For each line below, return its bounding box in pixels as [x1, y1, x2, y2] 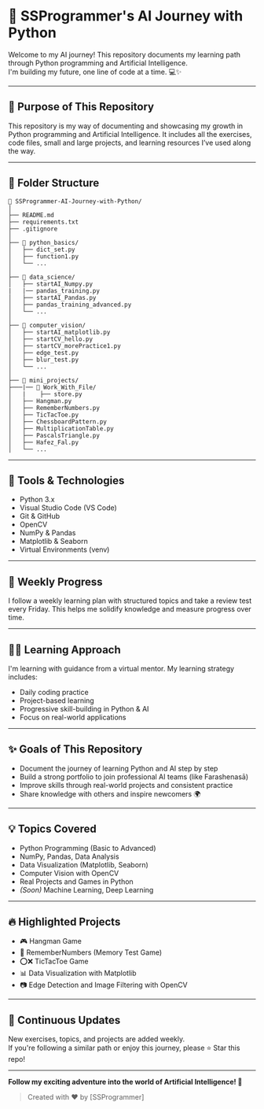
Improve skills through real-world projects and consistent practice [19, 780, 233, 789]
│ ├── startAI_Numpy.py [8, 279, 93, 288]
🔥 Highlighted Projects [8, 915, 121, 929]
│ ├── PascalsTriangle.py [8, 431, 101, 439]
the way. [8, 146, 36, 156]
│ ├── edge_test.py [8, 349, 79, 357]
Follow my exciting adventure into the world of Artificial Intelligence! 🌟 [8, 1078, 243, 1087]
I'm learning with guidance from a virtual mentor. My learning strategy [8, 664, 234, 673]
